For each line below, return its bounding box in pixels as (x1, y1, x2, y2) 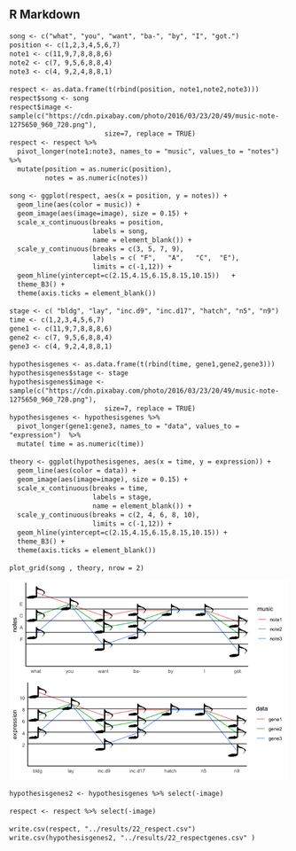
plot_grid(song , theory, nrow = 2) (9, 563, 144, 573)
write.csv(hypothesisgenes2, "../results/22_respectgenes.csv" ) (9, 833, 255, 842)
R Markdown (9, 7, 81, 22)
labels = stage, (92, 492, 152, 502)
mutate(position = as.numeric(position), (17, 164, 173, 174)
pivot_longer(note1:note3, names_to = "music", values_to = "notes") (17, 146, 279, 156)
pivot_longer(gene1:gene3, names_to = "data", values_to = (17, 421, 240, 431)
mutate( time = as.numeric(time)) (17, 439, 144, 449)
